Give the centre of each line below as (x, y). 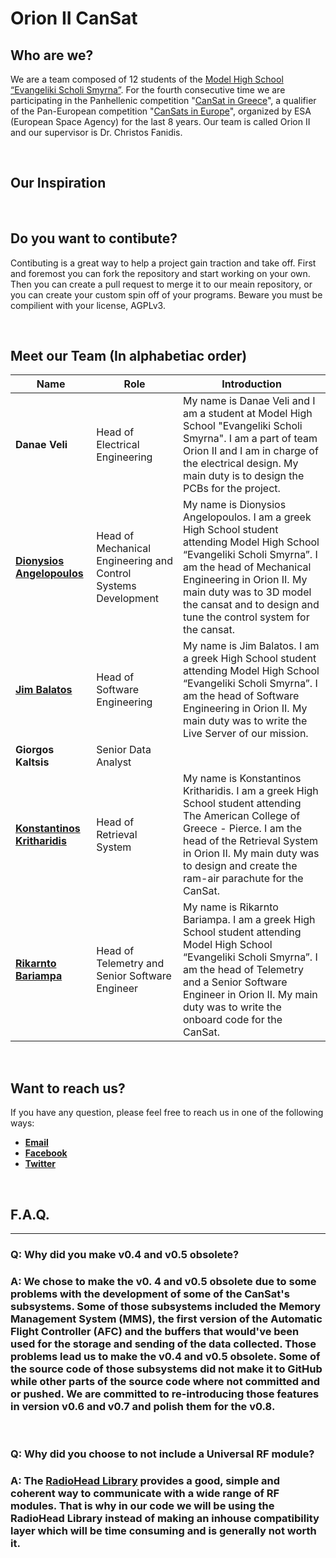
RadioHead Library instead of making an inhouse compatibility (165, 1519)
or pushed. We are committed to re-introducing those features (165, 1394)
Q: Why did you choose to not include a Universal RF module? (162, 1454)
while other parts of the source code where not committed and (165, 1381)
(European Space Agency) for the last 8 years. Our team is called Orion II (160, 121)
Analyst (114, 762)
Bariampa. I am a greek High (249, 920)
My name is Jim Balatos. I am (251, 646)
